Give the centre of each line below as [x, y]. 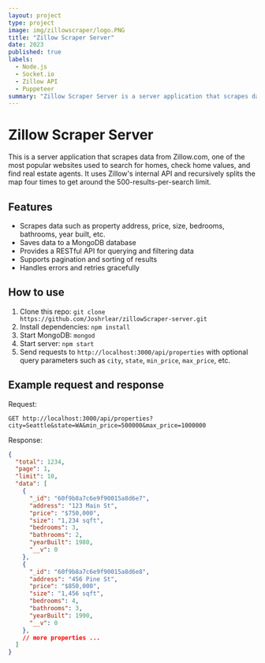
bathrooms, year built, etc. [62, 234]
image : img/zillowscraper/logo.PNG [67, 30]
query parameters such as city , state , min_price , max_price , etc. [125, 360]
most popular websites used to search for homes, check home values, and [129, 166]
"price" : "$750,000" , [65, 513]
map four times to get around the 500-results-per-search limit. [110, 182]
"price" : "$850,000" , [65, 587]
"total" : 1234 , [40, 462]
